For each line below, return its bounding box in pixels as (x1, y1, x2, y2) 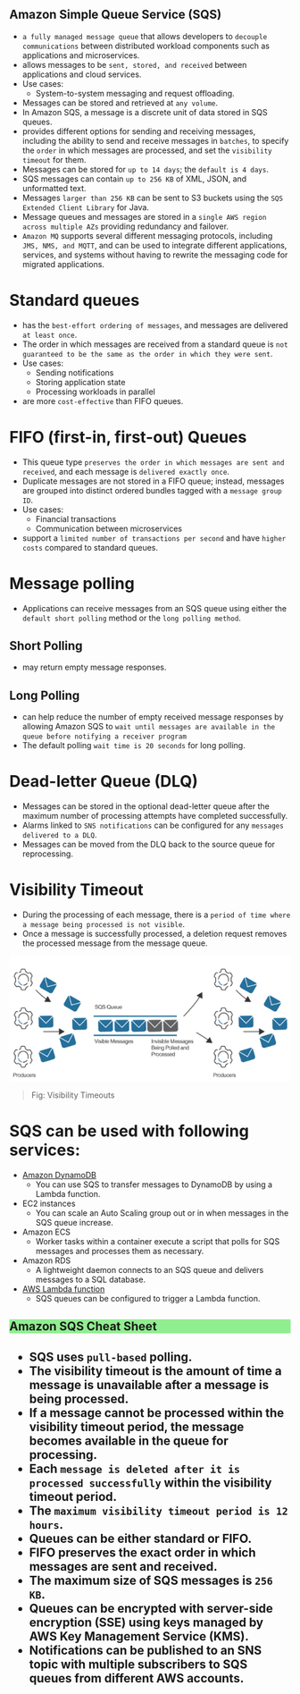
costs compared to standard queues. (21, 542, 159, 552)
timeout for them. (21, 154, 87, 164)
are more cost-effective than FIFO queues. (21, 395, 184, 406)
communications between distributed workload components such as (21, 40, 271, 51)
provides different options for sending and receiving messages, (21, 125, 256, 137)
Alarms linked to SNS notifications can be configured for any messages (21, 820, 284, 830)
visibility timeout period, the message (29, 1419, 245, 1434)
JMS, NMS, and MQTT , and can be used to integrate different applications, (21, 240, 287, 250)
